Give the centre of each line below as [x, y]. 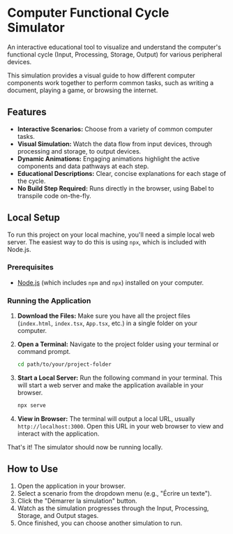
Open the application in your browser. [72, 486]
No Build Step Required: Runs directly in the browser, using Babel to [115, 188]
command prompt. [44, 352]
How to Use [33, 469]
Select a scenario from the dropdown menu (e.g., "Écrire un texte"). [114, 493]
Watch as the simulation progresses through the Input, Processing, [113, 508]
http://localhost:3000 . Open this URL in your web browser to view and [120, 426]
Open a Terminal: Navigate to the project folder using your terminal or [118, 344]
